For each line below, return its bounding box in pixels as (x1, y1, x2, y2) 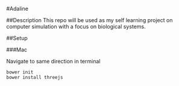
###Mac (6, 46, 28, 53)
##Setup (6, 35, 28, 41)
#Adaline (6, 5, 29, 12)
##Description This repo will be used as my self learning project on (6, 17, 173, 23)
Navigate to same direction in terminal (6, 58, 101, 64)
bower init (6, 69, 34, 75)
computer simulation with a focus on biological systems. (6, 23, 146, 30)
